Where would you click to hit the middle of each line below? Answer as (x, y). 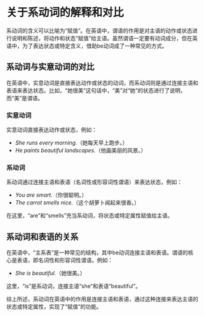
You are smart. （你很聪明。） (51, 195)
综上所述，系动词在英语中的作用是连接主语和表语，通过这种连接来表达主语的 (102, 299)
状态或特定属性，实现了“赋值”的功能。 (54, 307)
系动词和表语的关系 (42, 236)
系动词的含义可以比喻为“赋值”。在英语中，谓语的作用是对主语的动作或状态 (100, 31)
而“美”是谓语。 (25, 98)
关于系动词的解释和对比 (65, 13)
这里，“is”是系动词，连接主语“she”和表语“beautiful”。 (74, 286)
